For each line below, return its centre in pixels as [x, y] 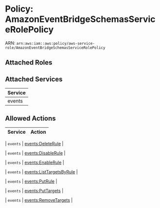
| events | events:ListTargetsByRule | [41, 172]
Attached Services [34, 79]
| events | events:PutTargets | [34, 191]
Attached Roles [29, 62]
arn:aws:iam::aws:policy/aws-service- [55, 43]
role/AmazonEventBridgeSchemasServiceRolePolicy [55, 48]
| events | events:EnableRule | [35, 162]
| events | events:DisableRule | [35, 153]
